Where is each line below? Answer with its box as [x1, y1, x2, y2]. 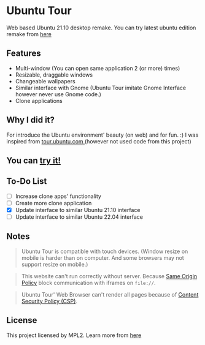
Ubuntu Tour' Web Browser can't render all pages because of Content [21, 290, 199, 298]
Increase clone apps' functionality [15, 192, 101, 200]
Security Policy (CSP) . [21, 297, 78, 305]
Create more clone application [15, 199, 92, 207]
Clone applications [15, 97, 63, 104]
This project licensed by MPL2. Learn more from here [6, 332, 142, 339]
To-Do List [6, 176, 47, 187]
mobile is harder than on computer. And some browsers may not [21, 254, 184, 261]
